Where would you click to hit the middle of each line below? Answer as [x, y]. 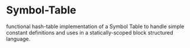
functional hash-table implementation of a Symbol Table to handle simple [95, 26]
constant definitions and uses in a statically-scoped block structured [90, 32]
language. [18, 39]
